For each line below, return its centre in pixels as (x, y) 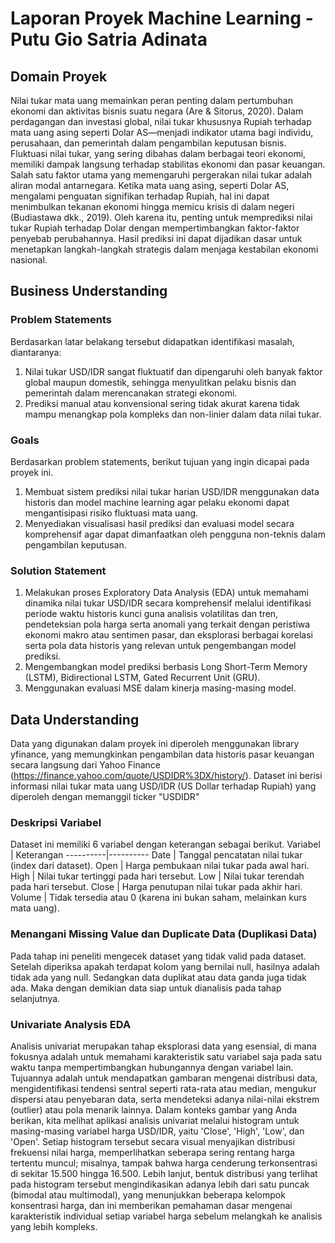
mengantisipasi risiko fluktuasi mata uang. (111, 513)
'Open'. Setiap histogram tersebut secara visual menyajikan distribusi (152, 1141)
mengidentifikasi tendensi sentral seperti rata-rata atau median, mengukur (163, 1088)
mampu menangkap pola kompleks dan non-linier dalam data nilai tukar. (173, 414)
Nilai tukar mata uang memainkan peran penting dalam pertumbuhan (151, 100)
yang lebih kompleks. (54, 1226)
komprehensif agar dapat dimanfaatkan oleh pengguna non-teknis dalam (175, 534)
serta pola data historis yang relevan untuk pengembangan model (160, 646)
